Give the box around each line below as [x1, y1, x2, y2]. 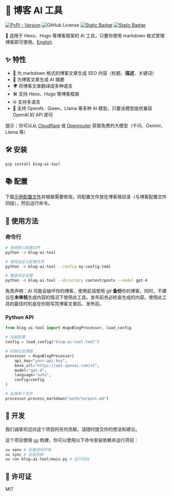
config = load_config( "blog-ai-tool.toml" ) [5, 339, 100, 345]
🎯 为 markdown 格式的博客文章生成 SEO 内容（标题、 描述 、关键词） [12, 70, 157, 76]
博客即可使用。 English [5, 39, 52, 45]
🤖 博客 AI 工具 [5, 5, 63, 16]
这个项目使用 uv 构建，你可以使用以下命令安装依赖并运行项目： [5, 437, 139, 443]
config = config [14, 377, 45, 382]
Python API [5, 314, 34, 321]
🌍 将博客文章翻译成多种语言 [12, 82, 73, 89]
